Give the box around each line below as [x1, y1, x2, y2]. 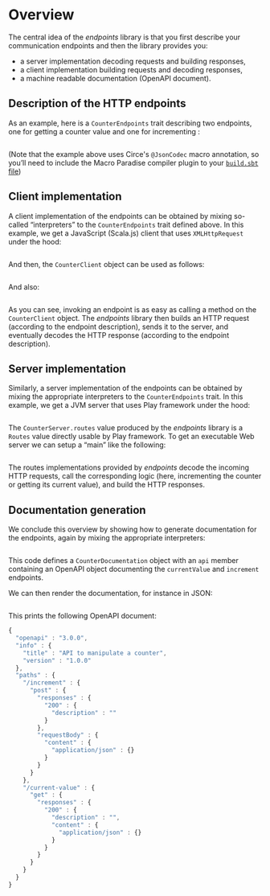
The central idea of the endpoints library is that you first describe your [8, 32, 241, 42]
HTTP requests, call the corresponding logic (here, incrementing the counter [8, 471, 262, 481]
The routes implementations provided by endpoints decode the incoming [8, 462, 250, 472]
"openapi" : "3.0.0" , [15, 634, 88, 643]
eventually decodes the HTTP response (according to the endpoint [8, 330, 230, 339]
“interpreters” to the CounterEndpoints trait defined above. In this [30, 220, 244, 229]
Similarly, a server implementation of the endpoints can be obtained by [8, 384, 243, 393]
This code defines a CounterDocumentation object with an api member [8, 556, 239, 565]
